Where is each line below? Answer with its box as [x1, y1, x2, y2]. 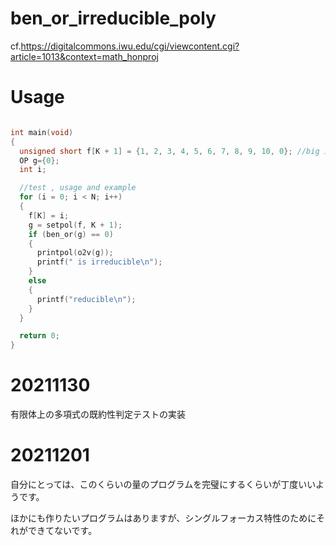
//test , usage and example [19, 183, 137, 193]
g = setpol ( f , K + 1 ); [28, 220, 123, 230]
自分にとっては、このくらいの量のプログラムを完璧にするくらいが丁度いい [10, 478, 317, 490]
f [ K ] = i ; [28, 210, 70, 221]
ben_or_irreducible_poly [10, 7, 217, 30]
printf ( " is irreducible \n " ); [36, 257, 163, 267]
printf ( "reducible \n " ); [36, 294, 137, 304]
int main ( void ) [10, 127, 74, 137]
